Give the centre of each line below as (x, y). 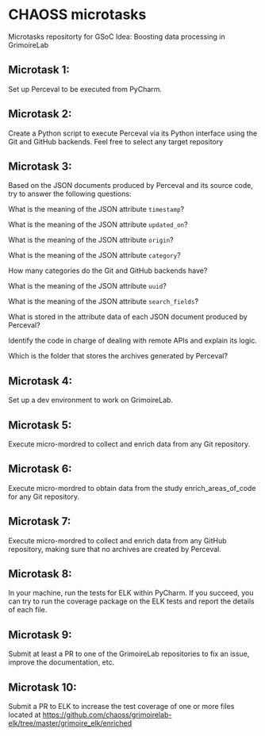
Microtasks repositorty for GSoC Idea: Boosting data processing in (117, 36)
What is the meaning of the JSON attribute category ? (94, 255)
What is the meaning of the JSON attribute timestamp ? (96, 209)
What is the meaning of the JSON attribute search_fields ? (104, 301)
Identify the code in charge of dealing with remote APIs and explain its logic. (133, 341)
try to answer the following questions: (70, 194)
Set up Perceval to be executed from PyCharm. (85, 89)
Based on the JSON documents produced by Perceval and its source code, (131, 186)
